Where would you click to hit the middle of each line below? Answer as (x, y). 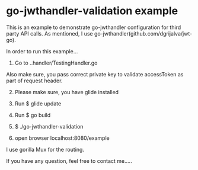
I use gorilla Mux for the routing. (45, 149)
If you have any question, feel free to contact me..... (69, 161)
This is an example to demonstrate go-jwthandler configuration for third (94, 27)
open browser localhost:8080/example (62, 138)
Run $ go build (33, 115)
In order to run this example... (42, 51)
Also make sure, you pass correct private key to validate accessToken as (95, 74)
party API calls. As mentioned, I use (49, 33)
